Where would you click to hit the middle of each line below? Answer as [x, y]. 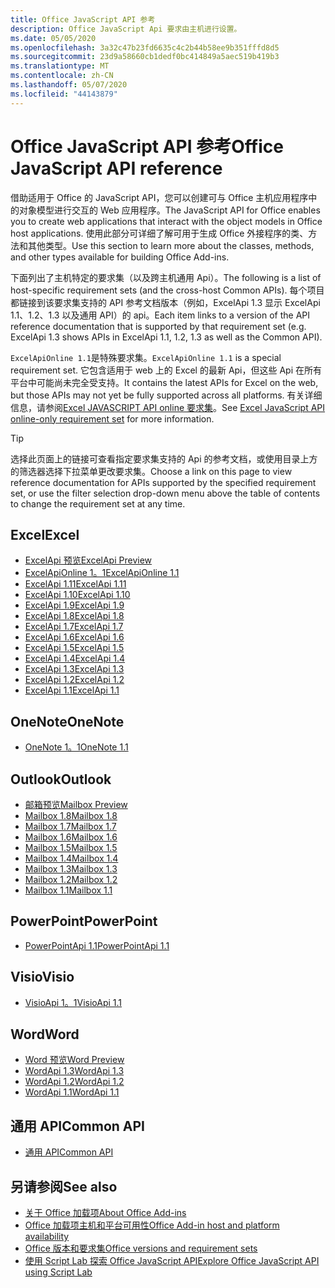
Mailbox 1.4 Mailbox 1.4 [71, 858]
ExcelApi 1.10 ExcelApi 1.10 [77, 595]
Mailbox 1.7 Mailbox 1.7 [70, 826]
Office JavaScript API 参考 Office [147, 146]
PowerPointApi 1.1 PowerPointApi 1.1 [97, 945]
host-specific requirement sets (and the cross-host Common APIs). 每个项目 [167, 290]
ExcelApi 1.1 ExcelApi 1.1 [72, 690]
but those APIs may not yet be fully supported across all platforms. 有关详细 [166, 395]
